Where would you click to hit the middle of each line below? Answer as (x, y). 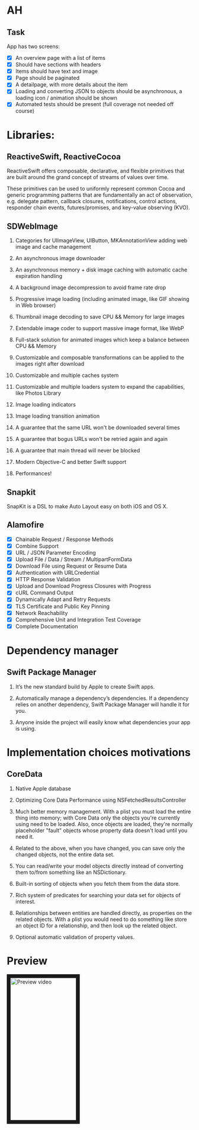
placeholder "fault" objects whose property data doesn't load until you (101, 830)
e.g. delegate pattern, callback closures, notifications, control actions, (92, 201)
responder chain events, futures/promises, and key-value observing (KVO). (98, 207)
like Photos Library (38, 393)
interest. (25, 901)
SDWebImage (32, 226)
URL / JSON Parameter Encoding (56, 553)
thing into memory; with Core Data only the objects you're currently (97, 818)
